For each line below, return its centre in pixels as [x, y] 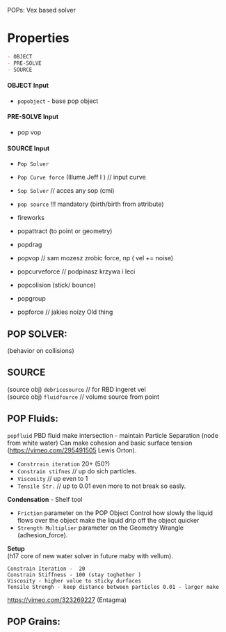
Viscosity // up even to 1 [53, 478]
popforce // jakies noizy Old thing [65, 312]
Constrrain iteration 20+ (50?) [63, 464]
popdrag [30, 245]
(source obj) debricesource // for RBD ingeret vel [76, 389]
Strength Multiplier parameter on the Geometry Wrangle [100, 528]
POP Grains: [34, 622]
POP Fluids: [33, 419]
